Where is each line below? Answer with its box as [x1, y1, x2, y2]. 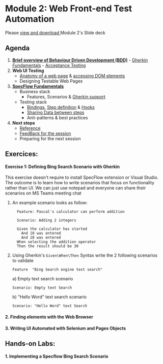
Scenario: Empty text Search [12, 285, 72, 291]
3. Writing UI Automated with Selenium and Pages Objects [5, 325, 126, 331]
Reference [19, 125, 41, 131]
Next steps [12, 120, 35, 126]
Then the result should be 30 [17, 244, 79, 249]
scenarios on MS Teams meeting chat [5, 190, 82, 196]
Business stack [19, 88, 51, 94]
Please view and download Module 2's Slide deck [5, 30, 106, 35]
